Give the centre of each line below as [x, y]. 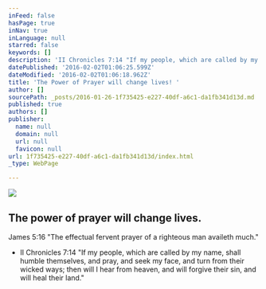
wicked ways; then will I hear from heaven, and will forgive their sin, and [138, 269]
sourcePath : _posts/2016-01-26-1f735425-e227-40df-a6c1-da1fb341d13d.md [131, 97]
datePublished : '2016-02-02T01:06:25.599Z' [82, 68]
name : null [33, 127]
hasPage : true [32, 23]
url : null [31, 141]
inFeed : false [32, 16]
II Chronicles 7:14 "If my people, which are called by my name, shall [130, 252]
